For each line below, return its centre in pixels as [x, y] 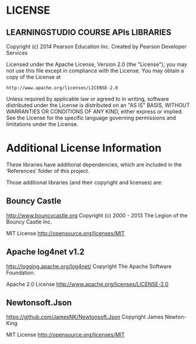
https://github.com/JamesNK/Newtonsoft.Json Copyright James [85, 317]
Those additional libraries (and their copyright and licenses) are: [85, 182]
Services [17, 53]
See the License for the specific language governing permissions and [91, 118]
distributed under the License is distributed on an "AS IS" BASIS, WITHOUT [98, 105]
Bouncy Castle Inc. [29, 222]
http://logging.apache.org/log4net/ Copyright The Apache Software [89, 266]
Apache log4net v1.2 [45, 252]
